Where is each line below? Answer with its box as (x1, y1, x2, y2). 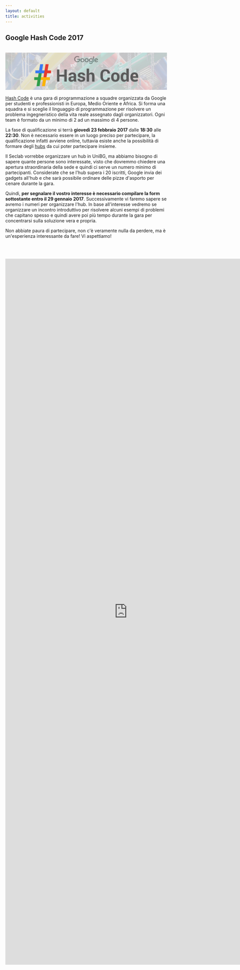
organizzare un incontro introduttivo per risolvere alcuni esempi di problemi (5, 207, 165, 213)
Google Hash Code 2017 (5, 33, 84, 42)
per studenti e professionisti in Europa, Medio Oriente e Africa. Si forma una (5, 101, 166, 107)
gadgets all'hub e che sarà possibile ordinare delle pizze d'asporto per (5, 175, 154, 181)
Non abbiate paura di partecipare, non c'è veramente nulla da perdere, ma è (5, 227, 166, 234)
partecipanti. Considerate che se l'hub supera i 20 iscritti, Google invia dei (5, 169, 162, 176)
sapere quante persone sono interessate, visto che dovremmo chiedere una (5, 159, 166, 165)
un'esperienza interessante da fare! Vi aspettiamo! (5, 233, 112, 239)
